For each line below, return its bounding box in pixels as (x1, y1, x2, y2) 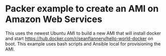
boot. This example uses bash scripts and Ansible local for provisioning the (5, 40, 161, 46)
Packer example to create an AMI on (5, 3, 159, 14)
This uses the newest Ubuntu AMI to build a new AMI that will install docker (5, 30, 161, 36)
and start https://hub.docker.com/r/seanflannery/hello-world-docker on (5, 35, 153, 41)
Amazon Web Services (5, 13, 103, 25)
